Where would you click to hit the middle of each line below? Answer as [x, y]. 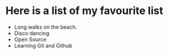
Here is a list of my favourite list [84, 11]
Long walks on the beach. [45, 27]
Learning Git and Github [43, 46]
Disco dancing [32, 33]
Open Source [30, 39]
